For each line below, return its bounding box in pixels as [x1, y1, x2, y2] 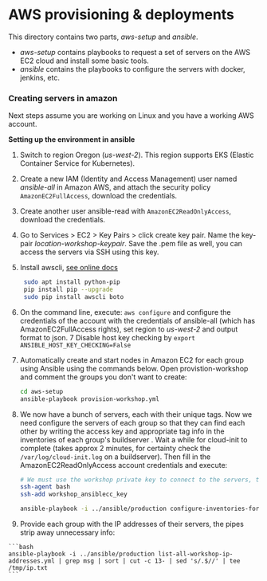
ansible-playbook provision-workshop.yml [19, 395, 159, 403]
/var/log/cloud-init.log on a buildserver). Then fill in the [19, 452, 211, 461]
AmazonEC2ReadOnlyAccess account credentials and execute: [19, 460, 228, 469]
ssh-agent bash [19, 483, 71, 491]
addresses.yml [8, 557, 56, 565]
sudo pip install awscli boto [23, 292, 124, 300]
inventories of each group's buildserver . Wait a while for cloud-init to [19, 434, 248, 444]
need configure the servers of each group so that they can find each [19, 418, 245, 427]
